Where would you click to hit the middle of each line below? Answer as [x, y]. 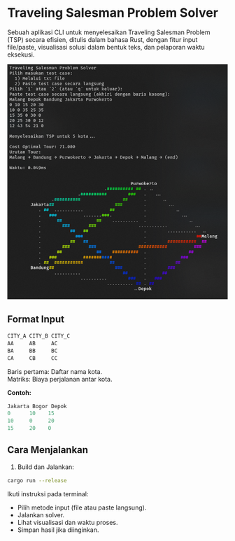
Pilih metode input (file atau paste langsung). [82, 507]
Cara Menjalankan [48, 450]
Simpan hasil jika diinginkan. [58, 530]
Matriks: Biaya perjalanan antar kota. [60, 379]
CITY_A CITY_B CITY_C [39, 336]
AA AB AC [33, 343]
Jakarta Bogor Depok [37, 406]
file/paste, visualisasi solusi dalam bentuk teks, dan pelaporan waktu [106, 47]
